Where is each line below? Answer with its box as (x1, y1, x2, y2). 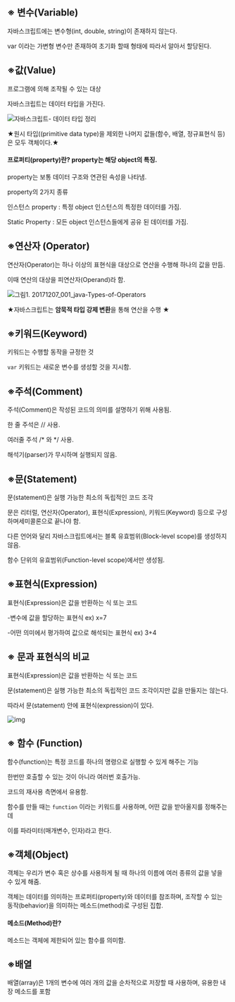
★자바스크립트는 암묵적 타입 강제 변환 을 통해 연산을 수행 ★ (7, 305, 170, 314)
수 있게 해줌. (7, 877, 42, 886)
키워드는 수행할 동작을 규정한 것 (7, 348, 94, 356)
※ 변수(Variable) (7, 6, 79, 19)
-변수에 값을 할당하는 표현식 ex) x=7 (7, 613, 107, 622)
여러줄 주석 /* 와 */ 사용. (7, 436, 74, 444)
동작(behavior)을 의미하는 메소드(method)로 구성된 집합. (7, 901, 164, 910)
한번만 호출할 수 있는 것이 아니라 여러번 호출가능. (7, 772, 141, 781)
